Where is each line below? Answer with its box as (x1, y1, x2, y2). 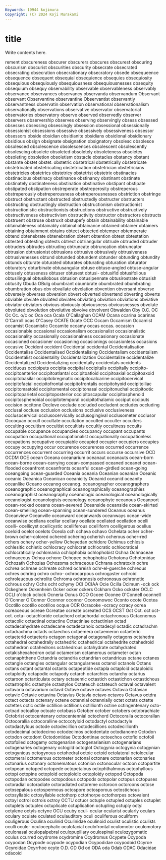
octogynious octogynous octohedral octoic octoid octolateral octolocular (5, 750, 154, 756)
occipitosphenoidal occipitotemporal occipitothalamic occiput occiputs (5, 397, 150, 402)
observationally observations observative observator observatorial (5, 107, 141, 113)
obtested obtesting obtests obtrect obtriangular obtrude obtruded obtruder (5, 239, 158, 245)
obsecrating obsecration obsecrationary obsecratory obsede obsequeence (5, 70, 159, 76)
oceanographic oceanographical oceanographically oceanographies (5, 486, 145, 492)
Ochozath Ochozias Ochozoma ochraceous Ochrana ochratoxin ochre (5, 560, 149, 566)
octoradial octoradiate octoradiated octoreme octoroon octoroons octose (5, 782, 155, 788)
